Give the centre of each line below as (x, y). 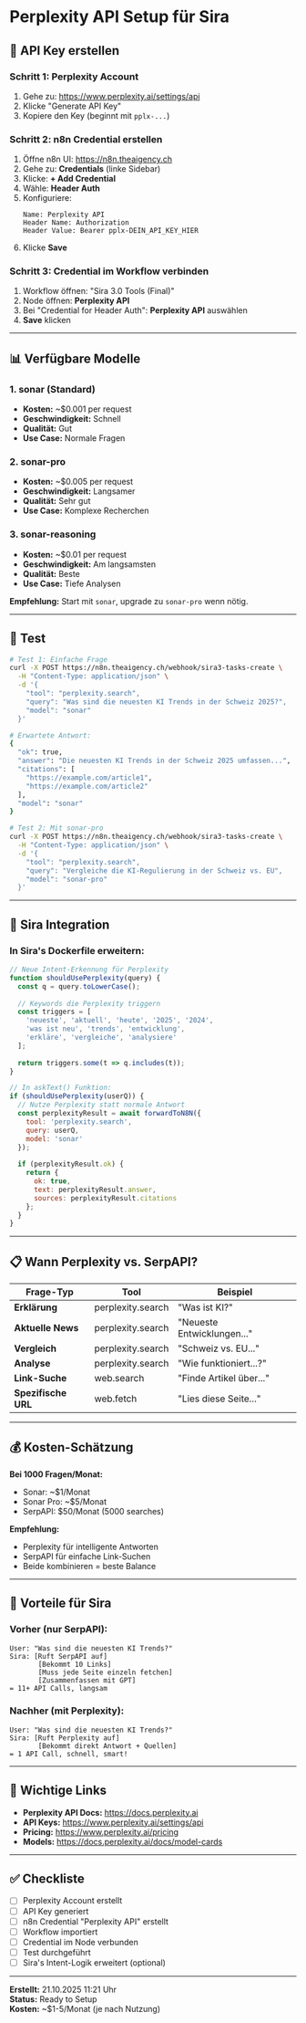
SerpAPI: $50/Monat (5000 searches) (93, 1511)
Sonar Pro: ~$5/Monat (65, 1501)
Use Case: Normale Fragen (74, 438)
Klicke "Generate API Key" (72, 106)
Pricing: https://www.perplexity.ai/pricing (101, 1831)
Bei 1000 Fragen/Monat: (56, 1474)
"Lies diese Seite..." (219, 1399)
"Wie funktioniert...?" (222, 1364)
